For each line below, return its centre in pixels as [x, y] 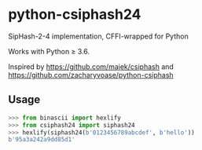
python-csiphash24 [75, 15]
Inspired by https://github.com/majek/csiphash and [91, 66]
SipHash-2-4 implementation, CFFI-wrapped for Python [98, 36]
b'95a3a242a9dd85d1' [42, 140]
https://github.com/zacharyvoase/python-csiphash [91, 75]
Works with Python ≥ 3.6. [49, 51]
